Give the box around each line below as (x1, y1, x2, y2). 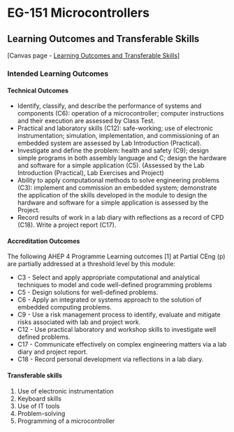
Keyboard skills (17, 394, 61, 403)
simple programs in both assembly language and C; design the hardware (17, 154, 227, 162)
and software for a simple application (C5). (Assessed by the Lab (17, 161, 205, 169)
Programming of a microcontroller (17, 417, 115, 425)
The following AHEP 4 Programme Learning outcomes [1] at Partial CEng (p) (7, 252, 226, 260)
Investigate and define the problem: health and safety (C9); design (17, 146, 210, 155)
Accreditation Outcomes (7, 237, 80, 245)
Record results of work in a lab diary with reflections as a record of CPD (17, 214, 224, 222)
